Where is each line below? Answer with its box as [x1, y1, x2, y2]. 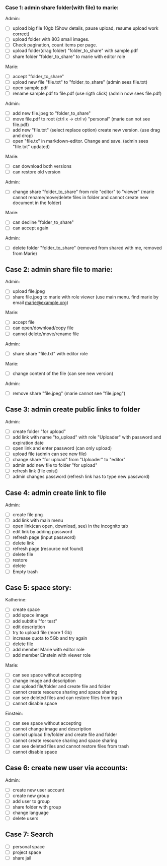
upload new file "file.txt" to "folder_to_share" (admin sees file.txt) [12, 79, 148, 85]
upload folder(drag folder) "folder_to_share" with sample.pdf [12, 47, 138, 54]
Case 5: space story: [5, 584, 71, 592]
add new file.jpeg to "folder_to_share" [12, 110, 91, 116]
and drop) [12, 133, 33, 139]
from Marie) [12, 251, 38, 257]
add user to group [12, 798, 50, 804]
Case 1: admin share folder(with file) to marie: [5, 4, 119, 11]
